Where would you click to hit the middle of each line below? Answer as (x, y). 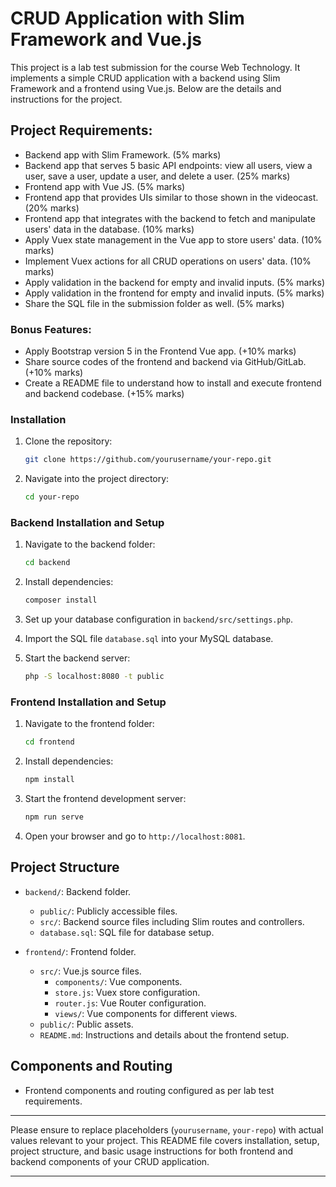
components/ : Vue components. (118, 981)
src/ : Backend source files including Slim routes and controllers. (172, 921)
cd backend (47, 563)
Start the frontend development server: (105, 799)
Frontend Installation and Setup (88, 702)
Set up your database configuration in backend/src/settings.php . (158, 619)
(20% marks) (52, 208)
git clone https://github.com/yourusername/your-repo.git (148, 460)
